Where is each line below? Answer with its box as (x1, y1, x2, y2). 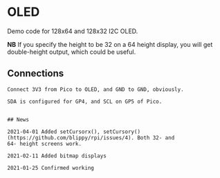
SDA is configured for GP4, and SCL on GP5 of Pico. (7, 98, 163, 105)
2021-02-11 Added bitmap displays (7, 152, 107, 159)
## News (7, 116, 30, 123)
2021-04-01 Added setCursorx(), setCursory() (7, 128, 140, 135)
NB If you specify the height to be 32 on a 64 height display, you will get (7, 40, 213, 48)
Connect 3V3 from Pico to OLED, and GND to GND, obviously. (7, 86, 185, 93)
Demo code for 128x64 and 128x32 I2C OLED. (7, 27, 138, 35)
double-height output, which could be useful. (7, 48, 136, 56)
